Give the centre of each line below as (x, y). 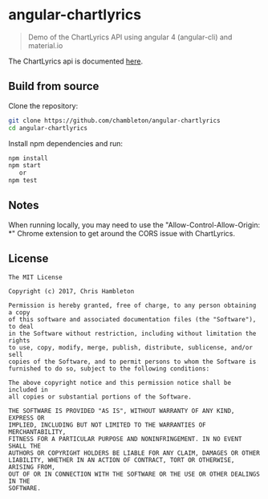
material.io (45, 45)
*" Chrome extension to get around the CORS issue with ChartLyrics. (122, 233)
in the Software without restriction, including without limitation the (132, 333)
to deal (21, 326)
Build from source (54, 86)
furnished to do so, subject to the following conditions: (109, 368)
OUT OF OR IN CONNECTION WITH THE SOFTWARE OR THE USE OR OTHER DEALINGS (134, 474)
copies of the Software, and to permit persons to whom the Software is (132, 362)
